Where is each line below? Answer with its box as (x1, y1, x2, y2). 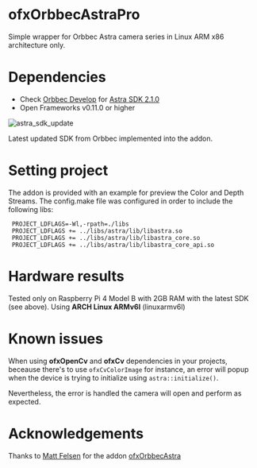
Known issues (8, 330, 103, 347)
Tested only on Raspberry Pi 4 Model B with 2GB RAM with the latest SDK (8, 293, 249, 303)
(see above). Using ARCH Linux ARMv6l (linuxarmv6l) (8, 302, 186, 311)
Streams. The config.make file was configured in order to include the (8, 196, 233, 206)
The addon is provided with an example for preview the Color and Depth (8, 188, 244, 197)
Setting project (8, 161, 109, 180)
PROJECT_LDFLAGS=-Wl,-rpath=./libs (11, 220, 129, 228)
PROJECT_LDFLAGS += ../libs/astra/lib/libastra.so (11, 226, 182, 235)
